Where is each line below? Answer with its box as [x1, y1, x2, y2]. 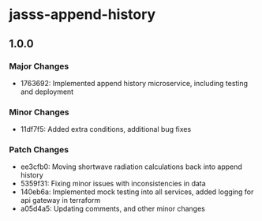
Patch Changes [9, 144, 69, 155]
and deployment [20, 87, 74, 96]
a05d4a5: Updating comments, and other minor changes [20, 204, 206, 214]
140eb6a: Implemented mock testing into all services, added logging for [20, 187, 254, 197]
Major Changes [9, 61, 69, 72]
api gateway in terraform [20, 196, 101, 205]
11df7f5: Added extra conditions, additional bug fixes [20, 125, 192, 134]
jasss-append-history [9, 6, 156, 24]
